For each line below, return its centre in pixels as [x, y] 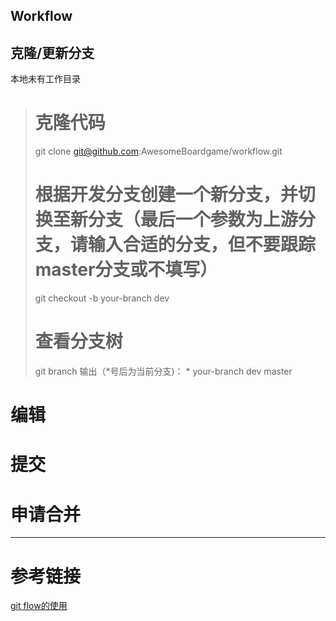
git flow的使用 [39, 606]
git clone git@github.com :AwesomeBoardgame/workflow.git [158, 151]
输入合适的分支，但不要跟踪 [201, 245]
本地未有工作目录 [45, 79]
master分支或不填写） [126, 270]
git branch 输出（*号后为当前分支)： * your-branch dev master [163, 371]
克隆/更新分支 [52, 52]
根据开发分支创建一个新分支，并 [166, 195]
